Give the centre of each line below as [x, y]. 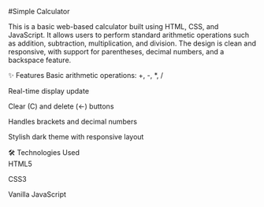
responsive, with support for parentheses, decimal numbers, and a [116, 52]
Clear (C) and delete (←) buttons [61, 106]
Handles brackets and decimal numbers [73, 122]
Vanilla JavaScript [37, 194]
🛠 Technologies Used [44, 152]
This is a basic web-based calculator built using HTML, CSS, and [113, 26]
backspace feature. [40, 60]
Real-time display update [48, 91]
